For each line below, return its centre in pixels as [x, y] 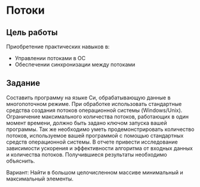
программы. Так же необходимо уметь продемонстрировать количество [100, 129]
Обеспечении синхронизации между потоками [75, 64]
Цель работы [32, 32]
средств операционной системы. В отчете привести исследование [92, 142]
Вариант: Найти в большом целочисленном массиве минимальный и [95, 172]
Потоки [25, 10]
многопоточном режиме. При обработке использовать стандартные [94, 104]
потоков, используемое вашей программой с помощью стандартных [95, 135]
